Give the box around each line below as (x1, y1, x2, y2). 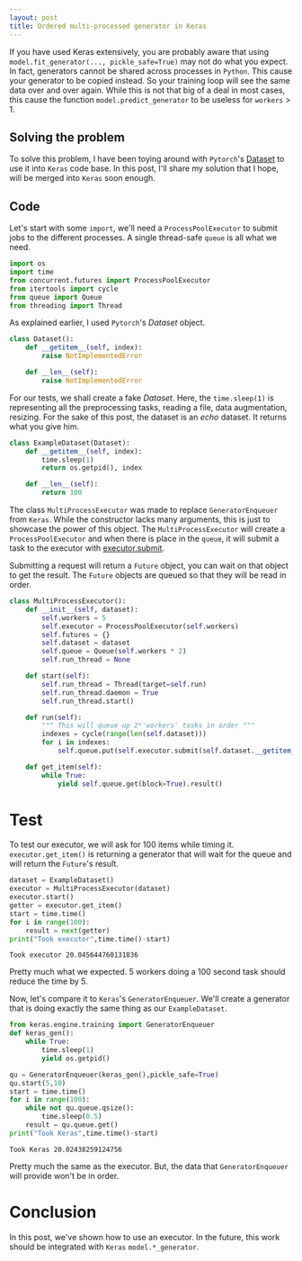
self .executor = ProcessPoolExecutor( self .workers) (41, 622, 240, 631)
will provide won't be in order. (9, 1170, 120, 1181)
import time (9, 267, 54, 276)
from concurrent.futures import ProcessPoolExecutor (9, 275, 211, 284)
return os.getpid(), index (41, 464, 143, 473)
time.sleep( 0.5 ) (41, 1112, 102, 1121)
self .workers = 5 (41, 613, 106, 622)
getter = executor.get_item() (9, 901, 123, 910)
